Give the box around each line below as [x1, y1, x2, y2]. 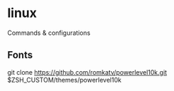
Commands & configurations [7, 28, 91, 37]
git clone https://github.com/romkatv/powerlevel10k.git [7, 68, 168, 76]
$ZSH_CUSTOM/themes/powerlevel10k [7, 75, 122, 84]
